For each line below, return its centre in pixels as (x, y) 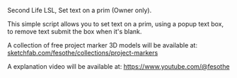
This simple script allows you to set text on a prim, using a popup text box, (116, 24)
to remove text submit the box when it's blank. (75, 32)
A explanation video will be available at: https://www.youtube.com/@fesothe (118, 66)
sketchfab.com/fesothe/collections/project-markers (83, 53)
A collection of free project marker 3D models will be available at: (103, 45)
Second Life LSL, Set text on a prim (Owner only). (80, 10)
